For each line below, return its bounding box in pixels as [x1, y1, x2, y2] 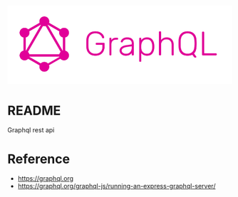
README [7, 102, 61, 119]
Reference [7, 151, 70, 167]
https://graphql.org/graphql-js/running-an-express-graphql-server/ [17, 182, 216, 191]
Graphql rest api [7, 126, 55, 134]
